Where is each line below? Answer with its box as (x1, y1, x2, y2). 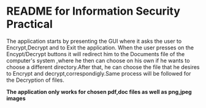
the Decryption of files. (6, 76, 64, 84)
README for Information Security (6, 4, 181, 18)
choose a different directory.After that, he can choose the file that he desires (6, 63, 200, 71)
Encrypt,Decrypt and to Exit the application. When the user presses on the (6, 44, 194, 51)
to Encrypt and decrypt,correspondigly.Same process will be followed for (6, 70, 191, 77)
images (6, 95, 26, 102)
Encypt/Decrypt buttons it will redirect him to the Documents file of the (6, 50, 185, 57)
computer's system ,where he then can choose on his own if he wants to (6, 57, 190, 64)
